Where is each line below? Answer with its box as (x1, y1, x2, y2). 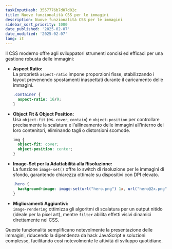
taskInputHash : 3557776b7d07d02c (5, 7, 77, 13)
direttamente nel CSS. (12, 217, 60, 223)
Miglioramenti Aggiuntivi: (12, 200, 69, 206)
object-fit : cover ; (17, 142, 60, 147)
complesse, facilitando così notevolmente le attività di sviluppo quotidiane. (5, 237, 163, 244)
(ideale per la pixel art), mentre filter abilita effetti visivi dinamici (12, 211, 151, 217)
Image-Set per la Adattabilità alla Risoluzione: (12, 161, 113, 167)
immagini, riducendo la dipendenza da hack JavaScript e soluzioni (5, 232, 146, 238)
